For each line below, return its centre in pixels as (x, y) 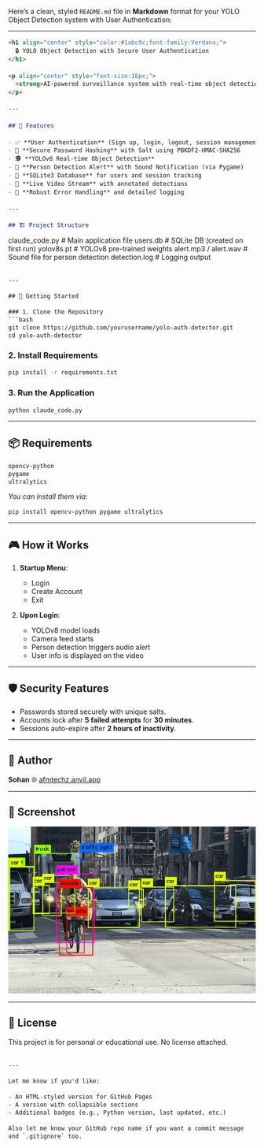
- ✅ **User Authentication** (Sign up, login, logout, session (115, 142)
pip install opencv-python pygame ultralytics (86, 512)
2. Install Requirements (53, 355)
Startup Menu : (44, 567)
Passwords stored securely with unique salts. (93, 711)
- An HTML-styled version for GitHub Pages (81, 1097)
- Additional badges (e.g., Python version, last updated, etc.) (117, 1113)
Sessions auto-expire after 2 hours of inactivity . (98, 728)
